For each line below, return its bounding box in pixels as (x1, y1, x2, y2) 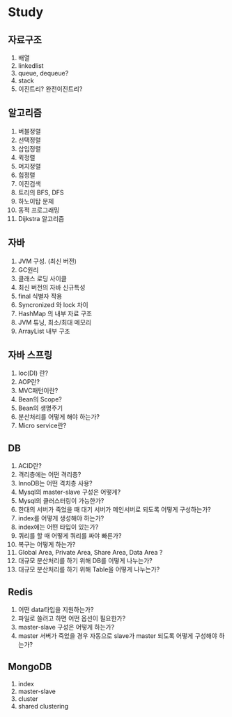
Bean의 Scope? (17, 395, 62, 404)
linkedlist (17, 62, 44, 70)
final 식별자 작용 (17, 292, 63, 300)
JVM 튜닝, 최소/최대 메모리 (17, 318, 91, 326)
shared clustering (17, 702, 69, 710)
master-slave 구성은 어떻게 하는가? (17, 623, 115, 632)
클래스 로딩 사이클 (17, 274, 67, 283)
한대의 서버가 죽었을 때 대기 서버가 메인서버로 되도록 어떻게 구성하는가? (17, 505, 211, 514)
